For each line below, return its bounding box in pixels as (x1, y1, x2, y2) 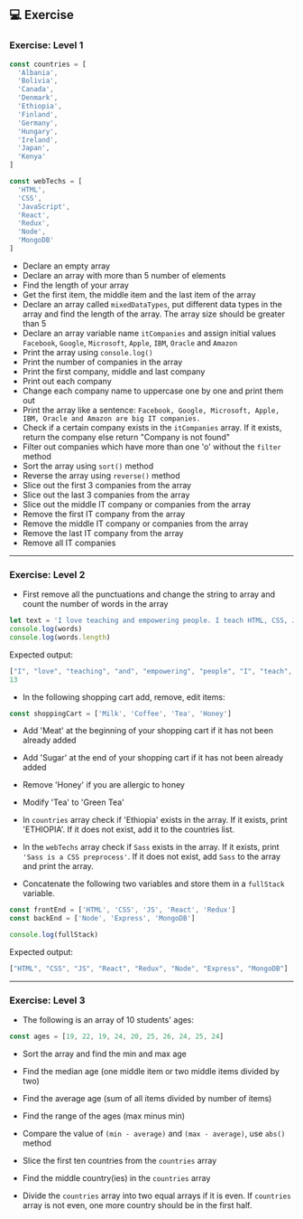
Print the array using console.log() (22, 346, 153, 357)
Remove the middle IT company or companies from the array (22, 518, 249, 529)
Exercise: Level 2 (9, 568, 86, 581)
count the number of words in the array (22, 599, 169, 609)
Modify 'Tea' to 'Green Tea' (22, 797, 124, 808)
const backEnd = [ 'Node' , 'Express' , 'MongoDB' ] (9, 914, 196, 923)
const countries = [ (9, 60, 87, 69)
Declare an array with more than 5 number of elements (22, 269, 226, 280)
